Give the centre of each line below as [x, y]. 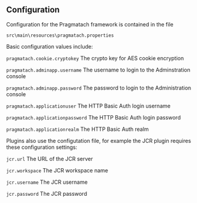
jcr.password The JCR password [47, 193]
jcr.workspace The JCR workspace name [57, 170]
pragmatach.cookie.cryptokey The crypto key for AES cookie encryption [95, 58]
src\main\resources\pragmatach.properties [60, 35]
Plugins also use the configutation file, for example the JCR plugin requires [98, 141]
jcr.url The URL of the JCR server [50, 159]
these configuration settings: [42, 147]
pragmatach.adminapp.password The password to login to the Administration [99, 88]
